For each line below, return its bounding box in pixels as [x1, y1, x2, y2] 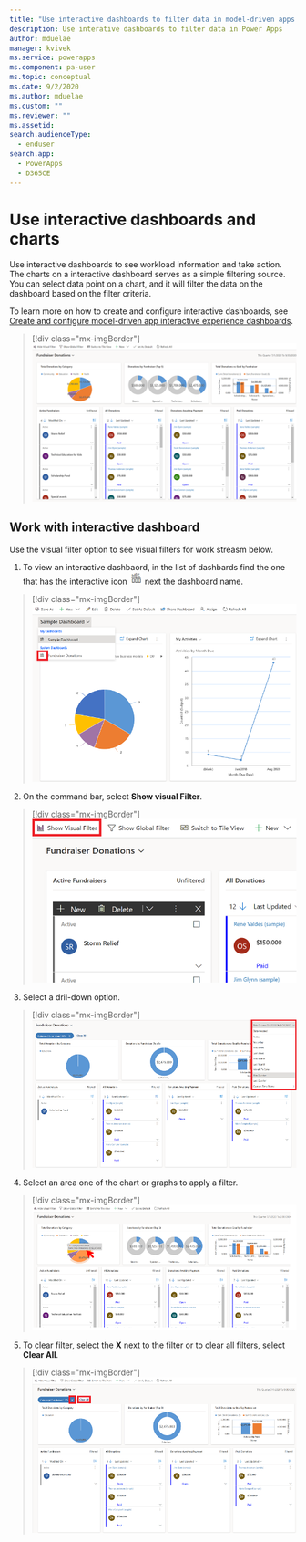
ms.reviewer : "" [9, 110, 71, 120]
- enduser [17, 140, 55, 150]
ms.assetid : [9, 120, 55, 130]
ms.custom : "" [9, 101, 64, 110]
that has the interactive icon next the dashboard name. [22, 576, 244, 587]
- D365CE [17, 169, 51, 178]
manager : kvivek [9, 44, 71, 53]
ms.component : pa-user [9, 63, 96, 72]
